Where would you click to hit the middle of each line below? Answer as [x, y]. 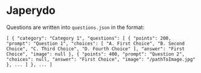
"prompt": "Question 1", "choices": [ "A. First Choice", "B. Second [96, 43]
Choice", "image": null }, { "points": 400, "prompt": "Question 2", [96, 54]
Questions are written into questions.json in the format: [75, 27]
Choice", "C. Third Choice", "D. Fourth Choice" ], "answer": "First [96, 49]
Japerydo [31, 11]
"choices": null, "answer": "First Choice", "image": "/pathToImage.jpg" [101, 59]
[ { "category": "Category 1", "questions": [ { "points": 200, [89, 38]
